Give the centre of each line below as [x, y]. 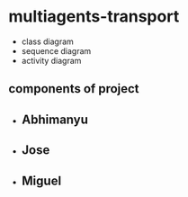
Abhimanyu [55, 119]
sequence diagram [56, 50]
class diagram [47, 41]
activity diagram [51, 60]
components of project [74, 89]
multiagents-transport [94, 17]
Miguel [41, 180]
